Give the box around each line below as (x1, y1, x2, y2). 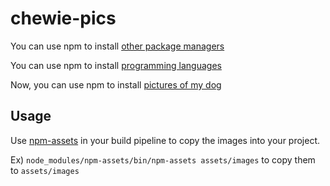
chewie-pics (10, 7, 117, 30)
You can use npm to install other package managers (10, 40, 225, 52)
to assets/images (10, 164, 80, 176)
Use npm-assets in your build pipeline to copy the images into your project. (10, 134, 321, 146)
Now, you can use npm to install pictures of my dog (10, 78, 222, 91)
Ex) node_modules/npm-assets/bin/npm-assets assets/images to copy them (10, 153, 316, 166)
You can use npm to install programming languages (10, 59, 222, 71)
